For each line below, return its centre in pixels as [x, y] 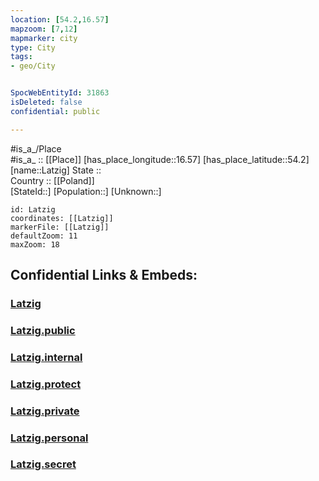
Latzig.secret [43, 464]
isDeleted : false [46, 102]
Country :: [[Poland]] [52, 180]
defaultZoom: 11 [44, 236]
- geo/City [33, 66]
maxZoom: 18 [35, 244]
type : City [33, 47]
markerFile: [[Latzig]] [60, 227]
